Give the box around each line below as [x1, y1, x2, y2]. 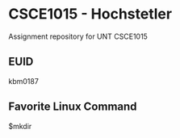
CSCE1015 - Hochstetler [8, 5, 172, 23]
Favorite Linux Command [8, 100, 137, 114]
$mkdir [8, 121, 32, 131]
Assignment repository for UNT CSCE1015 [8, 31, 148, 41]
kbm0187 [8, 76, 39, 86]
